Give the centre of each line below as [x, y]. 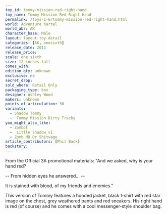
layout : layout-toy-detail [34, 38]
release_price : [21, 52]
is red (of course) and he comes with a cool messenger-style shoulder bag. [84, 206]
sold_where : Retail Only [31, 85]
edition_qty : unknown [28, 71]
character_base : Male [28, 33]
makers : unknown [22, 99]
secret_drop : [19, 80]
